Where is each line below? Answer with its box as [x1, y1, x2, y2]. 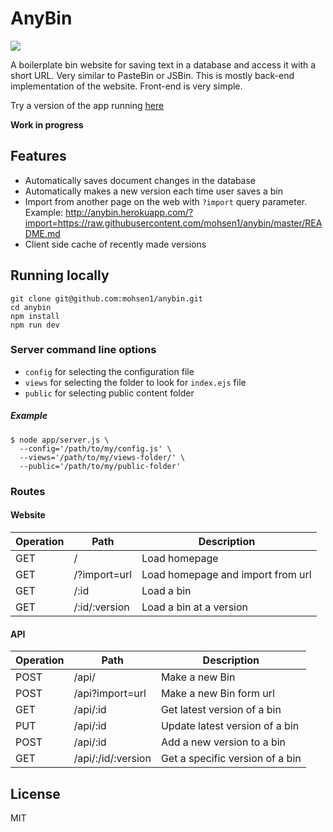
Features [10, 148, 67, 165]
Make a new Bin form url [160, 687, 275, 701]
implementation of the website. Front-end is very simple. [10, 80, 243, 92]
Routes [10, 484, 46, 498]
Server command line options [10, 343, 157, 357]
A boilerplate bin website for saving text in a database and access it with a [10, 58, 317, 71]
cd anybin [10, 302, 52, 312]
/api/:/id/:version [73, 752, 152, 766]
